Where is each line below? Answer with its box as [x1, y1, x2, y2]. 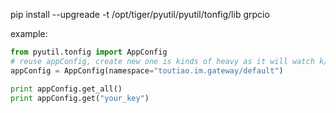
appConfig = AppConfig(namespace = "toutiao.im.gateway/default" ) [10, 65, 284, 76]
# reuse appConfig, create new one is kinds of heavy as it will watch [10, 56, 315, 66]
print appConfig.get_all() [10, 84, 123, 94]
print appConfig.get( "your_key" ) [10, 93, 150, 103]
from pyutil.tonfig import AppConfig [10, 47, 168, 57]
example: [10, 28, 48, 39]
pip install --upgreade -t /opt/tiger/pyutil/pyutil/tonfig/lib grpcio [10, 9, 270, 20]
